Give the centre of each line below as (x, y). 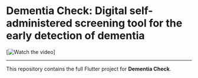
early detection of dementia (75, 36)
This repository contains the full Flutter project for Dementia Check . (89, 69)
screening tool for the (128, 23)
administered (39, 23)
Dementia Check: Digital (67, 11)
